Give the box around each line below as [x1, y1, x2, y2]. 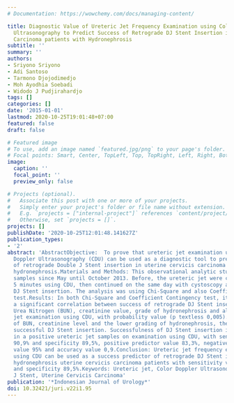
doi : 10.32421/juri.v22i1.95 [7, 385, 92, 392]
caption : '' [13, 165, 49, 172]
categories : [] [7, 100, 52, 108]
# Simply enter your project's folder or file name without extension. [7, 204, 226, 211]
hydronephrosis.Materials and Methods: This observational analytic [13, 268, 217, 275]
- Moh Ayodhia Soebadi [7, 81, 73, 88]
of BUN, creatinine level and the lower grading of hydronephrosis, [13, 320, 217, 328]
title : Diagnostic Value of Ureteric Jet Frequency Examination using [7, 22, 217, 30]
